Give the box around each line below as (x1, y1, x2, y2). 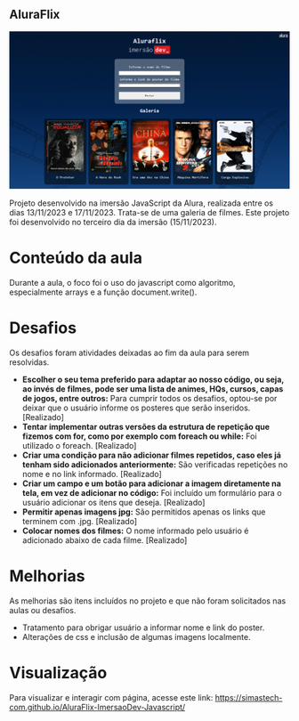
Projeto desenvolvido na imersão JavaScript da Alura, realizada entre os (9, 198, 274, 208)
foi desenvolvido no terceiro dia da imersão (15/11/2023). (9, 216, 217, 227)
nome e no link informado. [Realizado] (21, 468, 162, 479)
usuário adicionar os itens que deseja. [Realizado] (21, 497, 206, 507)
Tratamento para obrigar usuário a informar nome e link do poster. (21, 622, 265, 633)
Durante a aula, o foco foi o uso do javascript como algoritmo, (9, 277, 236, 288)
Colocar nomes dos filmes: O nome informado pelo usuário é (21, 525, 249, 536)
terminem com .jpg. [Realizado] (21, 515, 138, 526)
